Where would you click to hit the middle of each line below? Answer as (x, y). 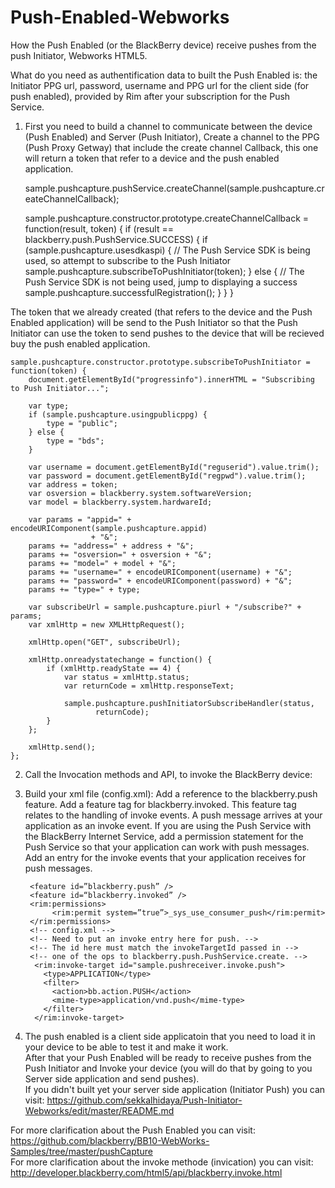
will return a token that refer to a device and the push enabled (152, 158)
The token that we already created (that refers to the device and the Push (161, 312)
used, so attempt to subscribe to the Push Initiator (128, 260)
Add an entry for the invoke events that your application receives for (165, 857)
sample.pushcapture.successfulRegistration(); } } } (129, 292)
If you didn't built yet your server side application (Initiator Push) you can (175, 1089)
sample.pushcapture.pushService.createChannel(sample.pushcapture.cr (174, 188)
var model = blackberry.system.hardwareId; (120, 502)
